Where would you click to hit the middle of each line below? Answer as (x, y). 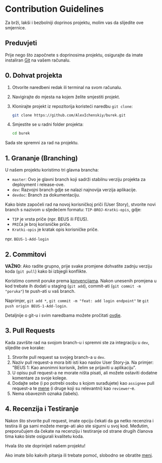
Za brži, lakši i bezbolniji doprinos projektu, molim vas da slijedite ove (74, 22)
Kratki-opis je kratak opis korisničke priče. (55, 230)
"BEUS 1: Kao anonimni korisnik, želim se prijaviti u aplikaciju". (74, 367)
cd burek (21, 133)
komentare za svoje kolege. (40, 378)
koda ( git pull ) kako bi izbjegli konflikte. (46, 271)
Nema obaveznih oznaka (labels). (45, 393)
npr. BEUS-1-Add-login (27, 239)
